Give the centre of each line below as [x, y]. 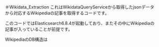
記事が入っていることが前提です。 [39, 29]
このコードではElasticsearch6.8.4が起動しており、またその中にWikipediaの [80, 23]
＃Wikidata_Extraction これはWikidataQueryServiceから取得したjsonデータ [79, 7]
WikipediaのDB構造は [26, 39]
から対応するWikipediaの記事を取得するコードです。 [57, 13]
